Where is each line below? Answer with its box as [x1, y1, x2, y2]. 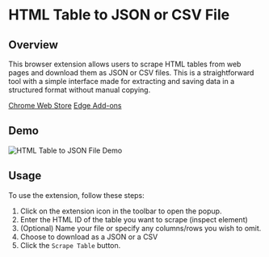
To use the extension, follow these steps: [8, 190, 145, 200]
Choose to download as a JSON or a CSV [19, 232, 158, 242]
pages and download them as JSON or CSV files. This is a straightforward [8, 68, 254, 78]
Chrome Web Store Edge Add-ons [8, 101, 122, 110]
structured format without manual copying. [8, 85, 151, 95]
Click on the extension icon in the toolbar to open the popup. [19, 206, 222, 216]
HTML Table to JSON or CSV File [8, 6, 230, 24]
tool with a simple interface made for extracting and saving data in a [8, 77, 235, 86]
